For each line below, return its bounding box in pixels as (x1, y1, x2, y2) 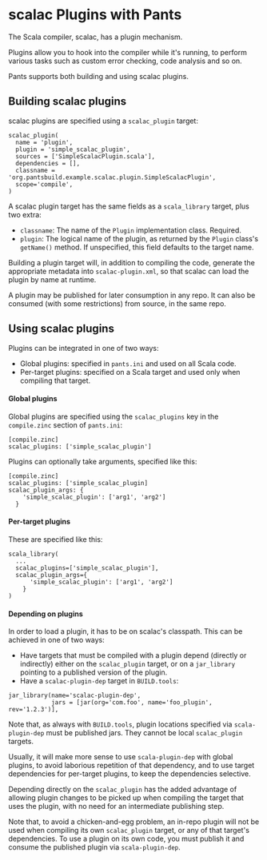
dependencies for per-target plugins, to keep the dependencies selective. (8, 769, 251, 778)
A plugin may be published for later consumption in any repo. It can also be (8, 290, 256, 300)
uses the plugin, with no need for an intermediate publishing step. (8, 802, 225, 811)
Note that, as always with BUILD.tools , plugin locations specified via (8, 719, 233, 729)
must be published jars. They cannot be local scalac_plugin (46, 728, 243, 738)
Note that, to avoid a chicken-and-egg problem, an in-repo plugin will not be (8, 817, 260, 826)
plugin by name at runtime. (8, 274, 97, 285)
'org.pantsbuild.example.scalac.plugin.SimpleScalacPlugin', (8, 173, 217, 181)
